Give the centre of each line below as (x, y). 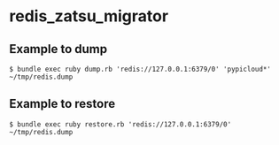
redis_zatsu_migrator (89, 16)
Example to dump (58, 49)
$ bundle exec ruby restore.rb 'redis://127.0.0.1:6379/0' (120, 124)
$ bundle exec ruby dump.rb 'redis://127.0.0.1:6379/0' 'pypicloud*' (140, 69)
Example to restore (62, 104)
